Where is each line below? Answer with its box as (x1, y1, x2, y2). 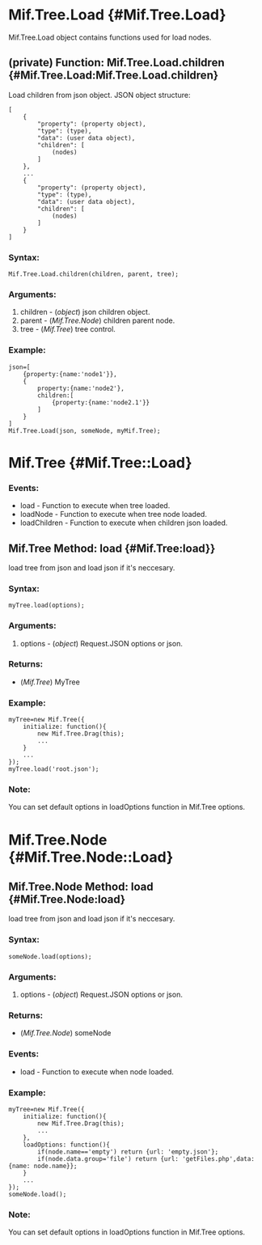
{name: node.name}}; (8, 1162, 78, 1170)
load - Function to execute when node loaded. (19, 1066, 174, 1077)
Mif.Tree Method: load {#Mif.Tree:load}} (8, 541, 216, 555)
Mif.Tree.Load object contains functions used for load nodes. (8, 32, 212, 42)
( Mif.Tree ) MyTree (19, 677, 81, 687)
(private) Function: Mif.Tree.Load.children (8, 56, 225, 70)
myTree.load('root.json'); (8, 765, 99, 773)
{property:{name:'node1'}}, (23, 370, 117, 378)
